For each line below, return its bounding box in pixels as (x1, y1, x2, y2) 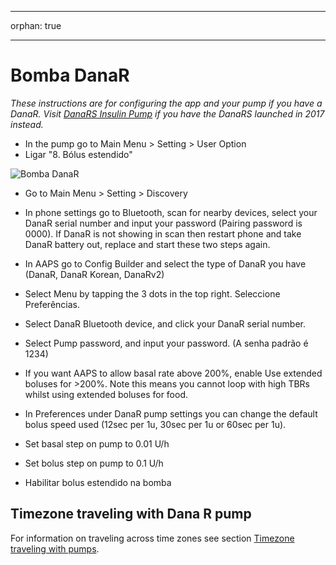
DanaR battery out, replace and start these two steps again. (24, 238, 271, 250)
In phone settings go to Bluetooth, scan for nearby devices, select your (24, 206, 318, 218)
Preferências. (24, 298, 81, 310)
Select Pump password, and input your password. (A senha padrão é (24, 337, 309, 349)
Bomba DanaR (10, 64, 130, 87)
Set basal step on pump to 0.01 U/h (24, 437, 170, 450)
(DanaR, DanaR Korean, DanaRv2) (24, 268, 165, 280)
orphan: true (10, 20, 62, 31)
